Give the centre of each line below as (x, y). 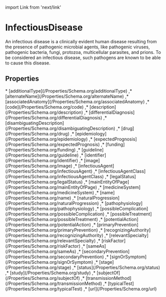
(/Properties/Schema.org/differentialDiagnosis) (54, 117)
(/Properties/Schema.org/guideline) (42, 155)
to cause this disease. (28, 63)
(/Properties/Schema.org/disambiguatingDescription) (60, 128)
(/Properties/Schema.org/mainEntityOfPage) (51, 187)
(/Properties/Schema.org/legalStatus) (44, 182)
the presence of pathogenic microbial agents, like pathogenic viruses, (77, 47)
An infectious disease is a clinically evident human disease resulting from (81, 41)
